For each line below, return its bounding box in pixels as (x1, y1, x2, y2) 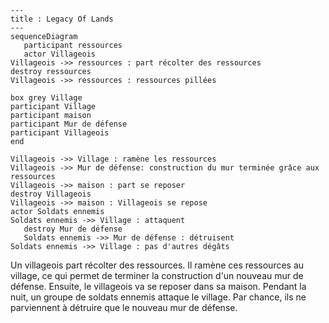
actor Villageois (23, 49, 97, 59)
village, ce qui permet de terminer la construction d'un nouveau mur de (10, 270, 304, 281)
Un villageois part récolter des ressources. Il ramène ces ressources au (10, 259, 305, 271)
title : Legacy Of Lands (10, 14, 114, 24)
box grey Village (10, 93, 83, 103)
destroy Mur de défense (23, 224, 123, 234)
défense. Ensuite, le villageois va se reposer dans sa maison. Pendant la (10, 281, 307, 292)
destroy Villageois (10, 189, 92, 199)
